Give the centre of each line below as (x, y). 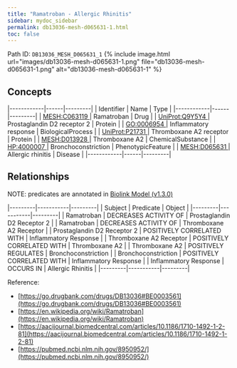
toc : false (23, 34)
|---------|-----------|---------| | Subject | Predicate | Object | (98, 208)
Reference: (23, 282)
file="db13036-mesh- (173, 62)
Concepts (30, 92)
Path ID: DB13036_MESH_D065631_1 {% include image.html (89, 54)
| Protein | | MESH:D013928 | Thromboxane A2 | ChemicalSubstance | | (111, 139)
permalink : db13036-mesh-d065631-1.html (68, 27)
